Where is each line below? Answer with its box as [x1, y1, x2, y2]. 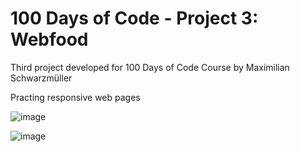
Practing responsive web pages [10, 91, 141, 103]
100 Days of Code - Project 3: [10, 7, 259, 30]
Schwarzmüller [10, 72, 73, 84]
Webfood [10, 28, 89, 51]
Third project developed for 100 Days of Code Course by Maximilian [10, 61, 290, 73]
